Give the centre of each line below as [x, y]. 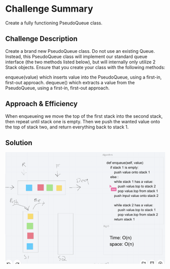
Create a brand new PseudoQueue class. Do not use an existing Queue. [80, 51]
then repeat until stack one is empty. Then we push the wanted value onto [83, 121]
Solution [19, 143]
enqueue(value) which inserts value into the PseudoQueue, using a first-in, [83, 77]
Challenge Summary [49, 9]
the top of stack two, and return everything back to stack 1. [67, 127]
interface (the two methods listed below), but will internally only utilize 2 [80, 62]
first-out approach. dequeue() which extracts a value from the [70, 82]
